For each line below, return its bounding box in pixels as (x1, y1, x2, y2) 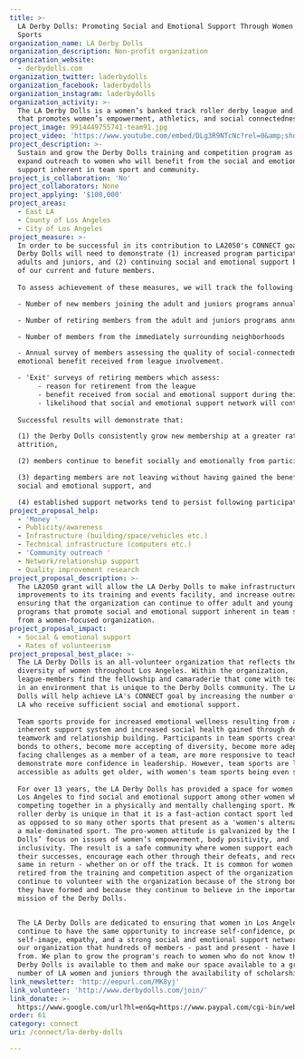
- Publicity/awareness (17, 523, 103, 532)
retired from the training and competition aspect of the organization (17, 869, 294, 878)
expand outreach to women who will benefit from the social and (17, 156, 265, 166)
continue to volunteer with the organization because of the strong (17, 877, 281, 887)
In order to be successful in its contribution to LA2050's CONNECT (17, 241, 281, 250)
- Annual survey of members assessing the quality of (17, 348, 224, 358)
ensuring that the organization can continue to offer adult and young (17, 599, 294, 608)
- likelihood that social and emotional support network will (37, 398, 278, 408)
